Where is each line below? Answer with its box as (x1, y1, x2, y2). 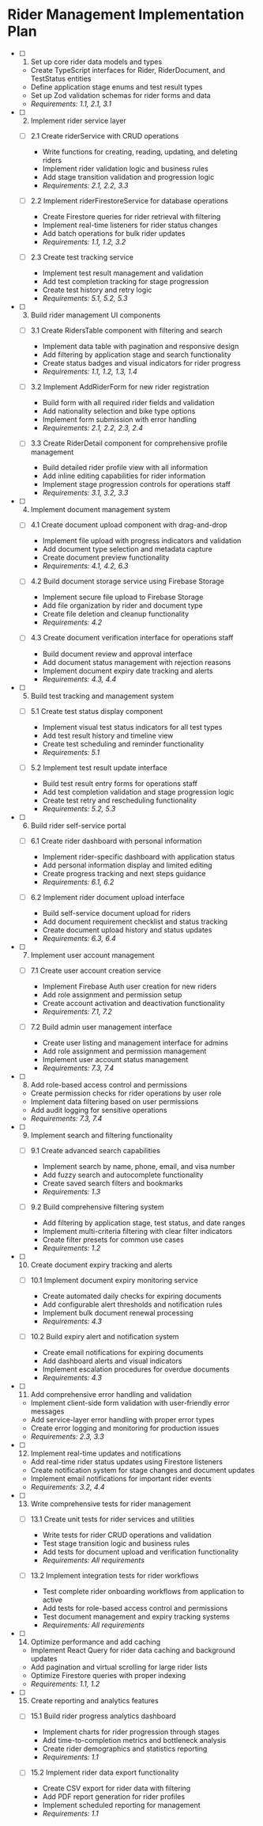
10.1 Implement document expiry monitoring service (30, 1276, 198, 1285)
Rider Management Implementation (7, 6, 245, 24)
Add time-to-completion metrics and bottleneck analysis (42, 1736, 227, 1745)
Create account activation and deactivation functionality (42, 998, 226, 1008)
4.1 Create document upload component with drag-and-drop (30, 520, 228, 530)
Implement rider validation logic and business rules (42, 164, 209, 173)
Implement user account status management (42, 1054, 189, 1064)
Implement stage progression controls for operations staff (42, 480, 231, 489)
